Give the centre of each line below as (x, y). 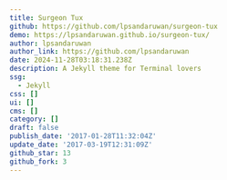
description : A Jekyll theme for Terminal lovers (106, 69)
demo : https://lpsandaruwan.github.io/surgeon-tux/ (109, 35)
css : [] (24, 94)
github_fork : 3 (38, 161)
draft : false (34, 128)
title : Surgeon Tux (46, 18)
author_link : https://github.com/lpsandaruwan (99, 52)
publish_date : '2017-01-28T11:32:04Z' (83, 136)
